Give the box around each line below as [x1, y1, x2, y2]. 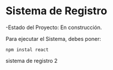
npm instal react [5, 46, 49, 53]
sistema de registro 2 [5, 57, 58, 64]
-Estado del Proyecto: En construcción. [5, 24, 102, 31]
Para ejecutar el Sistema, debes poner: [5, 35, 102, 42]
